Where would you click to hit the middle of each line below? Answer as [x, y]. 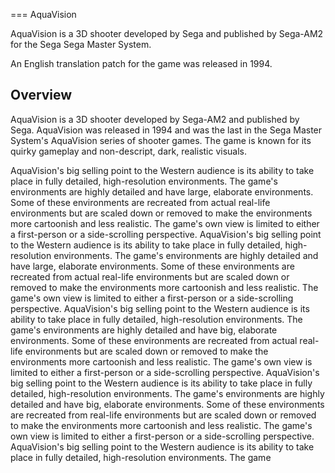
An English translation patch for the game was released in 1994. [141, 63]
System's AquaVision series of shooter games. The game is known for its [161, 140]
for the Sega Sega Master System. [81, 44]
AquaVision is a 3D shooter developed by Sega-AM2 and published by [155, 119]
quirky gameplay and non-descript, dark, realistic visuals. [129, 151]
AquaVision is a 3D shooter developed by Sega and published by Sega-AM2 [167, 33]
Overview [41, 95]
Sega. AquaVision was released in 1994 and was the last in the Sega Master [166, 130]
